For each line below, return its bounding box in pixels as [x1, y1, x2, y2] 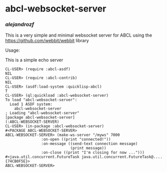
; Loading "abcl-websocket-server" [5, 111, 80, 116]
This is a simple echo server [5, 57, 64, 63]
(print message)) [70, 146, 107, 151]
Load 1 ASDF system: [10, 102, 53, 107]
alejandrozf [5, 21, 34, 28]
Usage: [5, 47, 20, 53]
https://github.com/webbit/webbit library [5, 38, 89, 44]
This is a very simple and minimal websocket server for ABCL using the [5, 32, 152, 38]
